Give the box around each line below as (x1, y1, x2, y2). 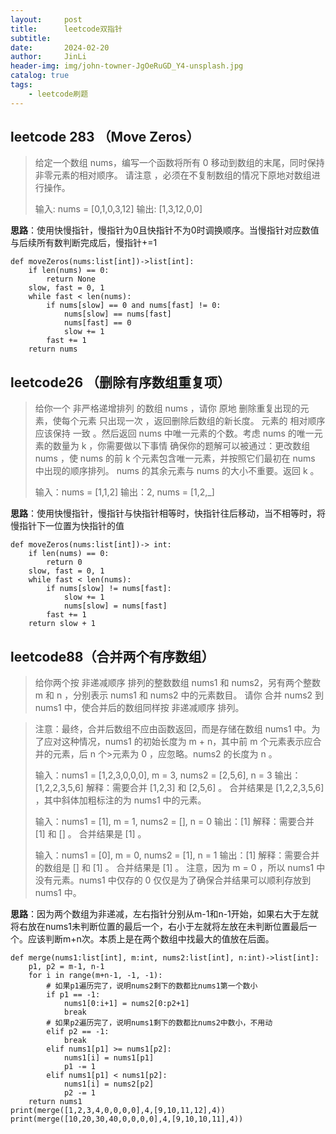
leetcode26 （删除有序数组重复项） (10, 374, 232, 391)
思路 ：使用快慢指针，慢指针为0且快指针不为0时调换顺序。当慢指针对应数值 (10, 224, 320, 236)
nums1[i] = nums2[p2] (63, 1079, 155, 1090)
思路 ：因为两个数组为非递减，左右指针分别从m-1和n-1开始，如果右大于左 (10, 908, 310, 920)
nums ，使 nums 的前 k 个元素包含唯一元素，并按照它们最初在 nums (34, 452, 316, 465)
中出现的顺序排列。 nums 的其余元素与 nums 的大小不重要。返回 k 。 (34, 465, 320, 477)
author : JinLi (10, 52, 87, 62)
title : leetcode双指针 (10, 24, 123, 34)
